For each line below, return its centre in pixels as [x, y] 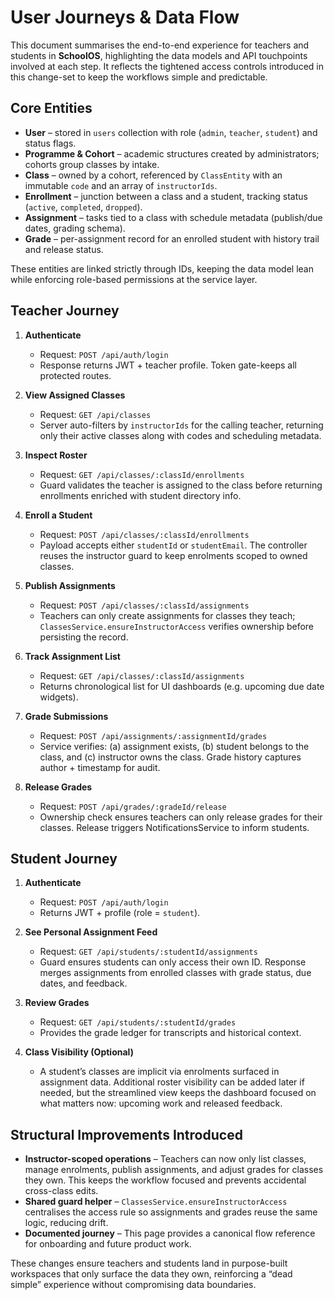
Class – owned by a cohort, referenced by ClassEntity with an [153, 175]
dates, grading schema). [75, 228]
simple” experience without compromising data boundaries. [133, 1285]
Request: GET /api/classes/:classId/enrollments [142, 474]
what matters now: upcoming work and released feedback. [161, 1103]
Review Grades [57, 1003]
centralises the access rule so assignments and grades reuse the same [171, 1212]
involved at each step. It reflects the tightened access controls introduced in [167, 66]
